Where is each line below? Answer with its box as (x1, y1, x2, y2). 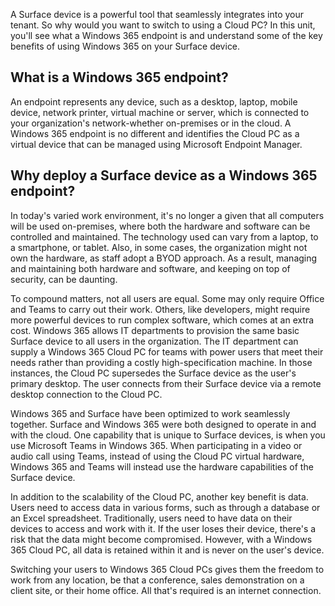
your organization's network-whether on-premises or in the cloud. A (10, 117, 292, 129)
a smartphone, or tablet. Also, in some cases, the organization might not (10, 241, 308, 253)
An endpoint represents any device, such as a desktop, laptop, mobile (10, 95, 298, 108)
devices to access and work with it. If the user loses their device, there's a (10, 522, 317, 534)
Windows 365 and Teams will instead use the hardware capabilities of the (10, 460, 314, 473)
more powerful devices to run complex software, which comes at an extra (10, 314, 315, 326)
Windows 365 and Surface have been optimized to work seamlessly (10, 407, 291, 419)
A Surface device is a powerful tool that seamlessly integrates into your (10, 9, 305, 20)
